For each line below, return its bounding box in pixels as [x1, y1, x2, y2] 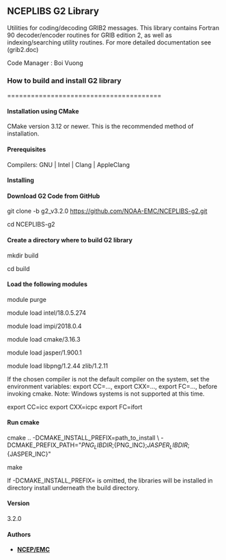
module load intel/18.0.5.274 [7, 308, 87, 317]
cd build [7, 264, 30, 272]
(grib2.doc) [7, 45, 39, 53]
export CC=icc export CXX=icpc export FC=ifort [7, 403, 143, 411]
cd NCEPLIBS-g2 [7, 220, 56, 229]
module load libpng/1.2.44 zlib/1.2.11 [7, 361, 109, 370]
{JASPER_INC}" [7, 450, 51, 458]
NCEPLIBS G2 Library [7, 5, 100, 17]
